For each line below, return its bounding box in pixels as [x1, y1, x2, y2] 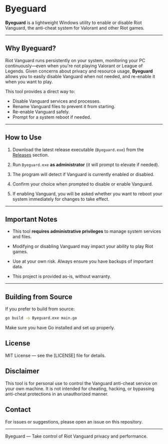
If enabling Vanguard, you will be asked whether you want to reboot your [12, 191, 162, 197]
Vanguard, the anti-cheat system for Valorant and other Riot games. [5, 25, 145, 31]
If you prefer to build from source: [5, 306, 75, 312]
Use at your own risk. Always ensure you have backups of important [12, 258, 153, 264]
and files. [12, 234, 31, 240]
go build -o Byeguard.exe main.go [5, 316, 77, 321]
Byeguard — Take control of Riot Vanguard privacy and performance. [5, 433, 148, 439]
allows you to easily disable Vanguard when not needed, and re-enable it [5, 73, 155, 79]
